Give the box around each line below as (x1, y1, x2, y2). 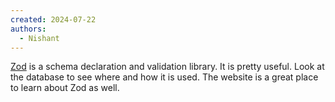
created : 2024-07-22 (10, 14, 97, 25)
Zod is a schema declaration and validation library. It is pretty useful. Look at (10, 61, 325, 73)
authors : (10, 24, 47, 34)
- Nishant (19, 33, 60, 43)
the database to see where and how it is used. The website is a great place (10, 71, 319, 83)
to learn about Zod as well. (10, 82, 120, 94)
